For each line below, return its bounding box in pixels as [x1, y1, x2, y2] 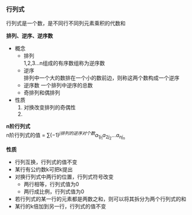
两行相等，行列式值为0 [23, 181, 79, 188]
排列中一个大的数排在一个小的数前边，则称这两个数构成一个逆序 [23, 74, 180, 82]
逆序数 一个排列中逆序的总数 [23, 82, 93, 89]
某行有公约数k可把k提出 [14, 166, 73, 173]
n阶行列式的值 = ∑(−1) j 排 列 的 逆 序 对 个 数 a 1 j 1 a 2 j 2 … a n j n [6, 131, 126, 141]
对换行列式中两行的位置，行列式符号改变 [14, 173, 114, 181]
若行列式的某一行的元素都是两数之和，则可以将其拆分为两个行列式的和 [14, 196, 187, 203]
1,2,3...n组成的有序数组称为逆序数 [23, 60, 105, 67]
